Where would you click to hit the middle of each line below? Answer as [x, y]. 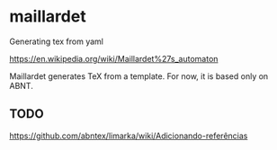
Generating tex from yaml [56, 41]
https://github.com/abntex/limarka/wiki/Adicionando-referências [129, 136]
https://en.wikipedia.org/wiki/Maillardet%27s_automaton [114, 58]
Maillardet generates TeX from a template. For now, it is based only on [139, 76]
